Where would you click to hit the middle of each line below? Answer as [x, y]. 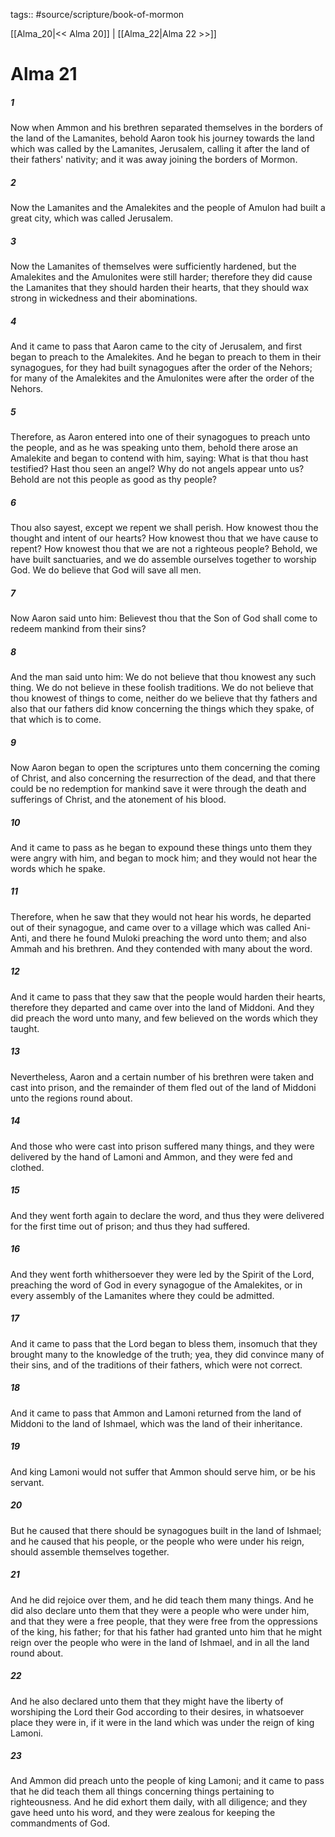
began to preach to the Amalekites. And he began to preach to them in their [166, 357]
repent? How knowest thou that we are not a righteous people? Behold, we [164, 548]
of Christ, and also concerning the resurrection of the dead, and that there [163, 778]
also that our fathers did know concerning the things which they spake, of [162, 708]
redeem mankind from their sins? [78, 628]
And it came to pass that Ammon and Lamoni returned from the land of [156, 1413]
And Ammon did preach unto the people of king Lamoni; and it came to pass [167, 1781]
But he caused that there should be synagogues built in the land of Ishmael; [166, 1530]
